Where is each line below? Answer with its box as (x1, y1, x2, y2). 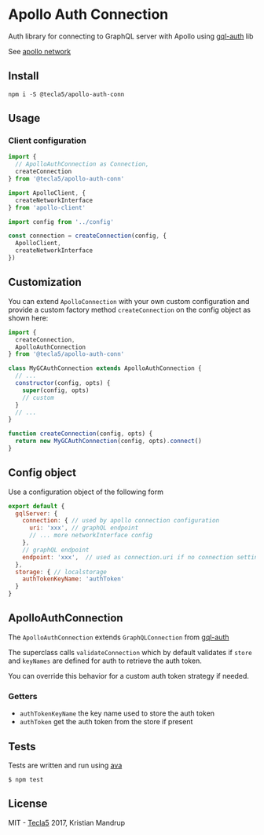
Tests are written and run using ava (8, 760, 123, 770)
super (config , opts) (22, 386, 90, 394)
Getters (8, 690, 38, 701)
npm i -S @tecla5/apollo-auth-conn (8, 90, 125, 98)
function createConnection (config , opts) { (8, 430, 153, 438)
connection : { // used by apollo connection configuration (22, 517, 220, 525)
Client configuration (8, 135, 86, 146)
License (8, 797, 48, 811)
